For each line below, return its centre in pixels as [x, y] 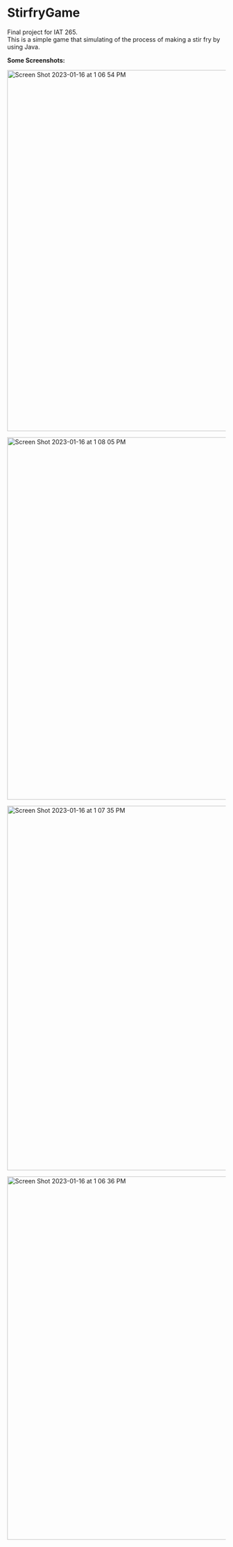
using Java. [24, 47]
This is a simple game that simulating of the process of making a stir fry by [114, 39]
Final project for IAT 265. [42, 32]
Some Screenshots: [36, 60]
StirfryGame [44, 13]
